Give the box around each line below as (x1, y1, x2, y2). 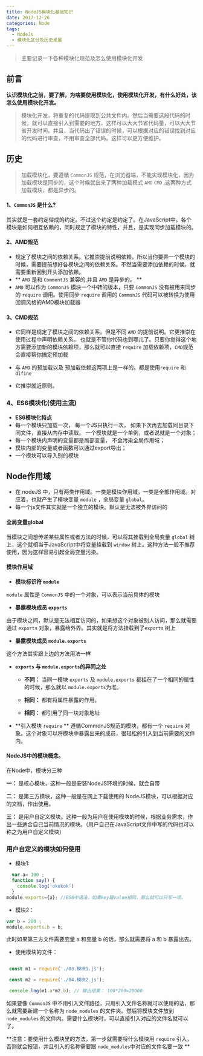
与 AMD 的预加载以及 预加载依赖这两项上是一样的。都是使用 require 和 (14, 364, 186, 371)
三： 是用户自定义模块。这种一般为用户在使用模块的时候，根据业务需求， (6, 813, 188, 820)
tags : (6, 25, 20, 32)
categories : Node (6, 20, 50, 26)
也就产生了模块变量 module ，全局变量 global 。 (31, 496, 148, 503)
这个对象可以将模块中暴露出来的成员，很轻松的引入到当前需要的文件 (25, 729, 195, 737)
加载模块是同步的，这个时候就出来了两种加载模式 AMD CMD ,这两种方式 (21, 178, 192, 186)
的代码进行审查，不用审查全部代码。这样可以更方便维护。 (21, 134, 164, 141)
